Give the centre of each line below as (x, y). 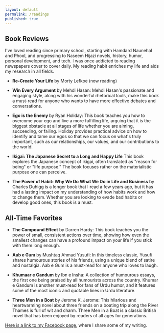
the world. (22, 147)
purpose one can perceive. (39, 172)
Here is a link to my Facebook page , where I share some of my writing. (76, 325)
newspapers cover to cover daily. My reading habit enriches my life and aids (82, 66)
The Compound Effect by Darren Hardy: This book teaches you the (80, 230)
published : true (22, 19)
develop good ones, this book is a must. (52, 202)
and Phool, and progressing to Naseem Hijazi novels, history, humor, (74, 56)
